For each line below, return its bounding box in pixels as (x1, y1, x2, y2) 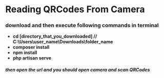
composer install (12, 44, 50, 50)
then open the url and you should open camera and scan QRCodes (5, 67, 150, 73)
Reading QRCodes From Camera (5, 4, 145, 15)
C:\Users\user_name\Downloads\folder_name (12, 39, 113, 45)
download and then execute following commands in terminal (5, 22, 159, 29)
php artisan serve (12, 55, 52, 61)
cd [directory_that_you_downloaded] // (12, 33, 97, 39)
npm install (12, 49, 37, 56)
